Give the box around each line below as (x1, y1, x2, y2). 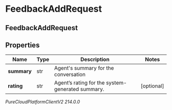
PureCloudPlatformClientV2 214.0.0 (5, 99, 80, 105)
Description (80, 56, 110, 63)
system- (105, 79, 127, 86)
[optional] (140, 82, 164, 90)
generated (54, 85, 79, 93)
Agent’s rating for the (54, 79, 105, 86)
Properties (5, 40, 40, 49)
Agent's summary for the (54, 64, 114, 72)
